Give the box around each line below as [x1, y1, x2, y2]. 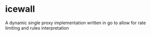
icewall [5, 3, 35, 15]
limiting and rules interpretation [5, 25, 69, 31]
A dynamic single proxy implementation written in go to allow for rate [5, 20, 146, 26]
